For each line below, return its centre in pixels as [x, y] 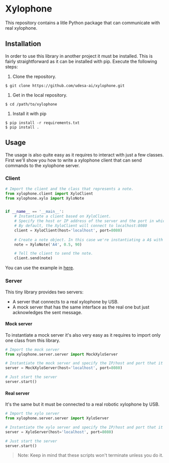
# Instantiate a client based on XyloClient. [63, 216]
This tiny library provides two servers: [45, 292]
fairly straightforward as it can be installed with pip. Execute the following [81, 61]
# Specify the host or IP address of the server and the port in [84, 221]
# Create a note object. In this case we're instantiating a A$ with [89, 240]
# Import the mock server [32, 350]
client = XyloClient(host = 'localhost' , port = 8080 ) [68, 230]
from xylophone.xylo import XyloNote [45, 198]
